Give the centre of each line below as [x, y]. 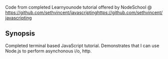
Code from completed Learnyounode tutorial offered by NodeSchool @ [78, 7]
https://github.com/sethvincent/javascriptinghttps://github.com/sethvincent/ [84, 12]
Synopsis [20, 34]
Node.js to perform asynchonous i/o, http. [48, 51]
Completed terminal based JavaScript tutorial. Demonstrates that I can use [82, 45]
